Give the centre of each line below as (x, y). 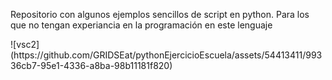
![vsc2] (25, 44)
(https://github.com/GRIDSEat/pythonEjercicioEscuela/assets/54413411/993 (166, 55)
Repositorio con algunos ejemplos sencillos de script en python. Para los (160, 14)
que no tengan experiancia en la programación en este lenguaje (141, 25)
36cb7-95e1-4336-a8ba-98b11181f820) (91, 65)
